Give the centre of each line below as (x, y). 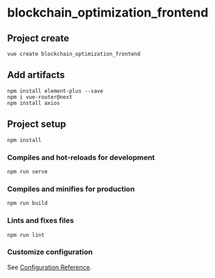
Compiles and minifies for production (71, 189)
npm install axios (34, 103)
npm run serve (28, 171)
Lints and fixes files (41, 221)
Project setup (37, 125)
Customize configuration (50, 252)
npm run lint (26, 235)
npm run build (28, 203)
